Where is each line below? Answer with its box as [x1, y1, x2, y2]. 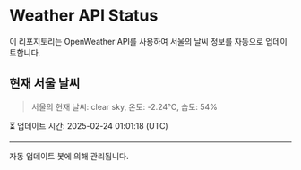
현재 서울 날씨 [9, 76, 81, 91]
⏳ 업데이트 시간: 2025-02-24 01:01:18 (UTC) [9, 120, 168, 131]
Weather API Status [9, 5, 159, 26]
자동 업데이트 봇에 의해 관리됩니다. [9, 150, 129, 161]
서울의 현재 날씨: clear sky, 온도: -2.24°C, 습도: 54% [30, 101, 218, 112]
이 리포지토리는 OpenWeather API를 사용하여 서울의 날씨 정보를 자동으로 [9, 36, 264, 47]
